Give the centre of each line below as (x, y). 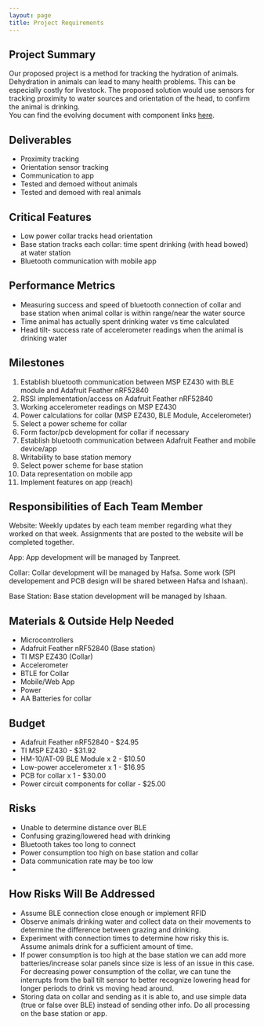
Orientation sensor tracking (64, 167)
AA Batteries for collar (56, 699)
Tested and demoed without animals (79, 184)
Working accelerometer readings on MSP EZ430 (98, 406)
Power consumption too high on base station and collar (109, 852)
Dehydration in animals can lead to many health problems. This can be (122, 82)
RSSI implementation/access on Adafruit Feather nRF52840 (117, 399)
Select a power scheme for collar (74, 423)
